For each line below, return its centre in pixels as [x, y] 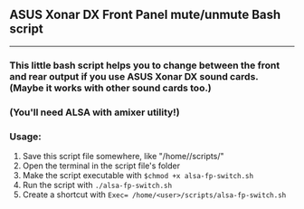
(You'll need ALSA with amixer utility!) [95, 112]
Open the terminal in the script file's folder [101, 166]
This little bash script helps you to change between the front [145, 65]
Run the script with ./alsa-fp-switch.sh [97, 185]
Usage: [26, 137]
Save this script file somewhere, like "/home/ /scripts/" [123, 156]
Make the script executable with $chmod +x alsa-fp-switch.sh [138, 175]
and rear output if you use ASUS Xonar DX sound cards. [134, 76]
